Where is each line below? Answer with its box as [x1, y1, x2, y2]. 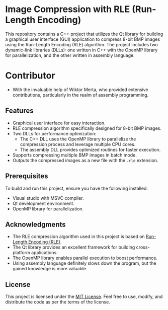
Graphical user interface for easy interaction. [12, 120, 106, 126]
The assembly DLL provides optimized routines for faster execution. [20, 146, 161, 152]
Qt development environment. [12, 200, 74, 206]
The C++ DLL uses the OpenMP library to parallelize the [20, 136, 136, 142]
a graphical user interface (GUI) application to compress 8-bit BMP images [5, 36, 160, 42]
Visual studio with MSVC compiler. [12, 195, 84, 201]
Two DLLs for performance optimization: [12, 130, 97, 136]
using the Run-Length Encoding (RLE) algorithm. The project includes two [5, 41, 158, 47]
